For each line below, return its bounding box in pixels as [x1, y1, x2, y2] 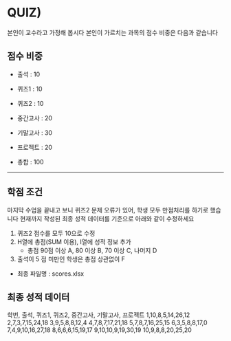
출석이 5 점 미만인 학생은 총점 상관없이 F [16, 254, 126, 263]
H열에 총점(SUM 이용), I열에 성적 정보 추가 [16, 237, 132, 245]
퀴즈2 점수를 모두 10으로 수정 [16, 229, 96, 237]
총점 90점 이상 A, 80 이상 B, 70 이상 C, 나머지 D [27, 246, 157, 254]
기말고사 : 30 [16, 129, 53, 137]
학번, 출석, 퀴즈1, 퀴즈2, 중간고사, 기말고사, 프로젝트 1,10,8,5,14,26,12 [7, 311, 190, 319]
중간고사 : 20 [16, 113, 53, 122]
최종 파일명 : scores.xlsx [16, 269, 85, 278]
